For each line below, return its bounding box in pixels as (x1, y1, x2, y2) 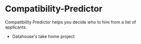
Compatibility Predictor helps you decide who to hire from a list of (5, 19, 137, 25)
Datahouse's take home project (12, 33, 75, 39)
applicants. (5, 24, 27, 30)
